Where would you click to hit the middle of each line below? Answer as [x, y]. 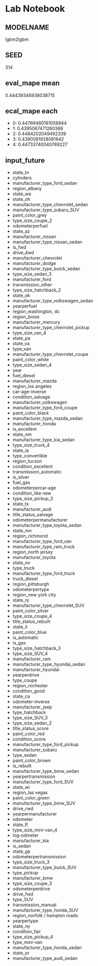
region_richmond [30, 536]
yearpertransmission [34, 777]
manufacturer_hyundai [36, 670]
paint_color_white [31, 360]
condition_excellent [32, 466]
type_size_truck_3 [31, 862]
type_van [22, 349]
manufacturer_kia [31, 841]
